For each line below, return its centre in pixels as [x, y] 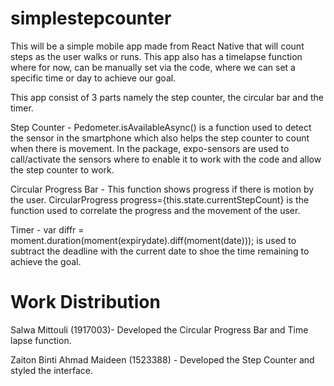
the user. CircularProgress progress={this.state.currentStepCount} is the [160, 199]
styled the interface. [51, 370]
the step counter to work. [62, 169]
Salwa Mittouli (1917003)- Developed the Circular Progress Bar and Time [159, 329]
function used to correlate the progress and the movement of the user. [155, 210]
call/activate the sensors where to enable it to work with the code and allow [166, 159]
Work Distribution [85, 302]
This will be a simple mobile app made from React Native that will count [157, 46]
